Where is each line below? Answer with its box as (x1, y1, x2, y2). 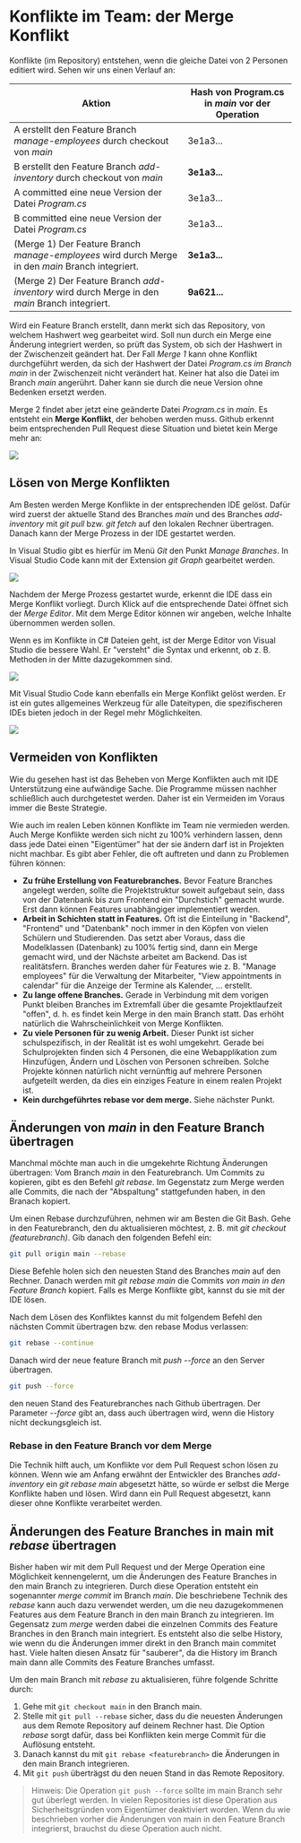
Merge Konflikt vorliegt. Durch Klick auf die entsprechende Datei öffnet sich (9, 598, 289, 609)
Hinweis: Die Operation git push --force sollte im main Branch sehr (30, 1786, 283, 1796)
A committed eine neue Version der (13, 186, 163, 198)
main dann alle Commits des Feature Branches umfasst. (9, 1657, 215, 1668)
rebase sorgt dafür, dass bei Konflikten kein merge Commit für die (21, 1730, 266, 1741)
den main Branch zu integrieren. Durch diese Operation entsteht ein (9, 1580, 259, 1592)
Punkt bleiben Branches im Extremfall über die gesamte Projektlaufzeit (21, 999, 283, 1009)
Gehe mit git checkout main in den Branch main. (21, 1701, 202, 1712)
